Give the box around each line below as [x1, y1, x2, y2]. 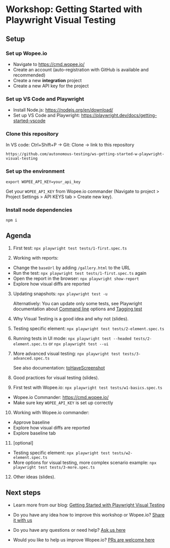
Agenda [6, 232, 31, 240]
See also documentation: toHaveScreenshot [13, 364, 105, 371]
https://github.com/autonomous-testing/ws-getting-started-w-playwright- [6, 152, 165, 157]
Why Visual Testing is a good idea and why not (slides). [13, 315, 129, 321]
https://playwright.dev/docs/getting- [81, 113, 157, 119]
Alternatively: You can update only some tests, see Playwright [13, 300, 142, 306]
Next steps [6, 488, 41, 497]
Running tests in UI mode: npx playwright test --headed [13, 335, 132, 341]
